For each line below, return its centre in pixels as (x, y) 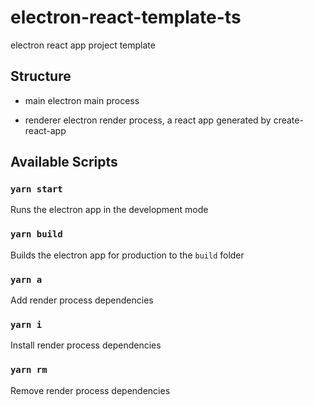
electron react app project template (83, 45)
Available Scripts (64, 162)
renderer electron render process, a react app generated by (148, 120)
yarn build (36, 234)
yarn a (26, 279)
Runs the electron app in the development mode (109, 210)
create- (288, 120)
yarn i (26, 324)
